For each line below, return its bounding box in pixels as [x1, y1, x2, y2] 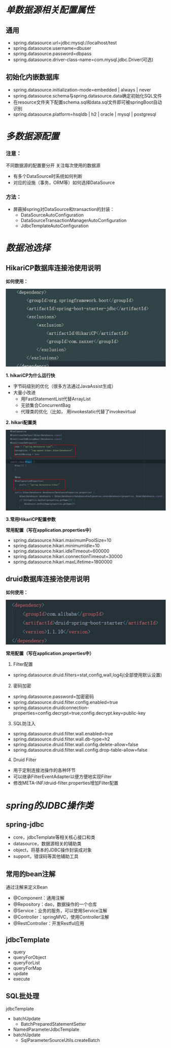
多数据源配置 [6, 131, 60, 142]
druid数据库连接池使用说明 [6, 575, 90, 583]
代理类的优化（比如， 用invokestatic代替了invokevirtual [20, 409, 136, 415]
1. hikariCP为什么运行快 [6, 373, 55, 379]
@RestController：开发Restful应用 [13, 920, 84, 927]
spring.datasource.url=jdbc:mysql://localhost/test [13, 40, 117, 46]
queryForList [13, 960, 40, 966]
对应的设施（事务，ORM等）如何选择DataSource [13, 179, 115, 186]
